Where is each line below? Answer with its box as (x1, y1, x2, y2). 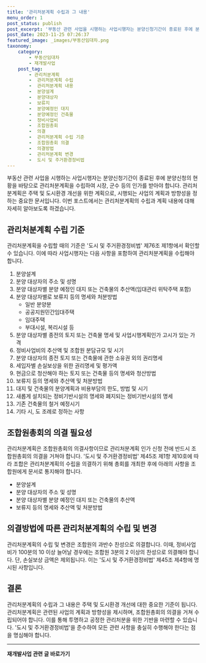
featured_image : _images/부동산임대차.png (7, 37, 109, 43)
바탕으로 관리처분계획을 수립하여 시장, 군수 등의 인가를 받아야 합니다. (18, 182, 182, 190)
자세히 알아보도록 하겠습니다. (7, 205, 76, 212)
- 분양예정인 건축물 (29, 111, 74, 117)
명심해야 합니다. (13, 631, 51, 639)
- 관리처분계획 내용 (29, 83, 74, 89)
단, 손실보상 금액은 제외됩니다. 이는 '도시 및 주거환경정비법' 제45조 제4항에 (15, 556, 193, 563)
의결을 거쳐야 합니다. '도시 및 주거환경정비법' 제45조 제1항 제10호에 (33, 453, 193, 459)
